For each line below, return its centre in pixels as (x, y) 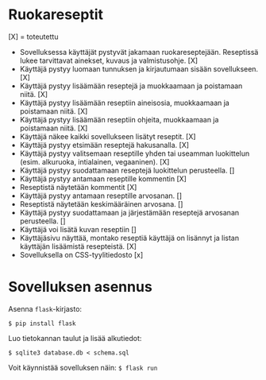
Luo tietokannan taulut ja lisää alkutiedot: (75, 338)
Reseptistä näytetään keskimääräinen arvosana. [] (101, 204)
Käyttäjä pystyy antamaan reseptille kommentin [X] (103, 178)
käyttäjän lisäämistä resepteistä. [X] (78, 246)
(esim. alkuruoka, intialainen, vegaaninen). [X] (94, 161)
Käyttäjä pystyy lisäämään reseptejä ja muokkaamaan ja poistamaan (131, 86)
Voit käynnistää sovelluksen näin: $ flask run (83, 367)
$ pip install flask (42, 324)
